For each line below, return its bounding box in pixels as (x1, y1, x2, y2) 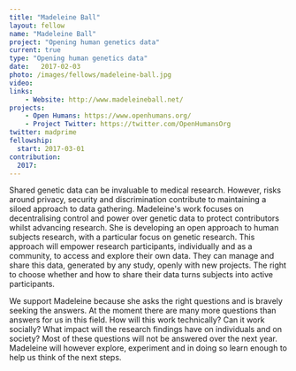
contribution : (9, 152, 62, 162)
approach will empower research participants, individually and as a (9, 241, 253, 252)
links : (9, 87, 34, 95)
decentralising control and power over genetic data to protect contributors (9, 213, 280, 223)
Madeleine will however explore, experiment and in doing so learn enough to (9, 343, 287, 353)
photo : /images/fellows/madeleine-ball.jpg (9, 71, 172, 79)
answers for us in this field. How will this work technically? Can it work (9, 314, 265, 325)
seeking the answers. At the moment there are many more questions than (9, 306, 277, 316)
